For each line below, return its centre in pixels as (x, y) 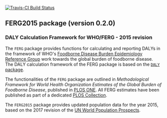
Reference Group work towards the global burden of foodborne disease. (79, 59)
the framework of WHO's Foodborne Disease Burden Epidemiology (74, 54)
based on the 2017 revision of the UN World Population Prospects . (73, 110)
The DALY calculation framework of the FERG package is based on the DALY (83, 64)
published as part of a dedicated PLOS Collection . (56, 95)
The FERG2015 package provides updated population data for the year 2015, (82, 105)
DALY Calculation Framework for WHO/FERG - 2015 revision (79, 37)
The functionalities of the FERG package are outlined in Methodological (77, 79)
